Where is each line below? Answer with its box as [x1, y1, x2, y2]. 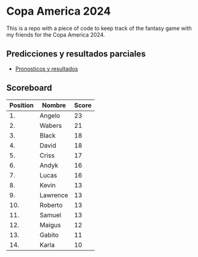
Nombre [42, 101, 66, 110]
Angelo [39, 111, 61, 120]
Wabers [39, 121, 62, 130]
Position [9, 101, 34, 110]
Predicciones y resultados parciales [6, 49, 146, 59]
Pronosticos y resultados [15, 65, 78, 72]
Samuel [39, 210, 62, 219]
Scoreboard [6, 83, 53, 93]
